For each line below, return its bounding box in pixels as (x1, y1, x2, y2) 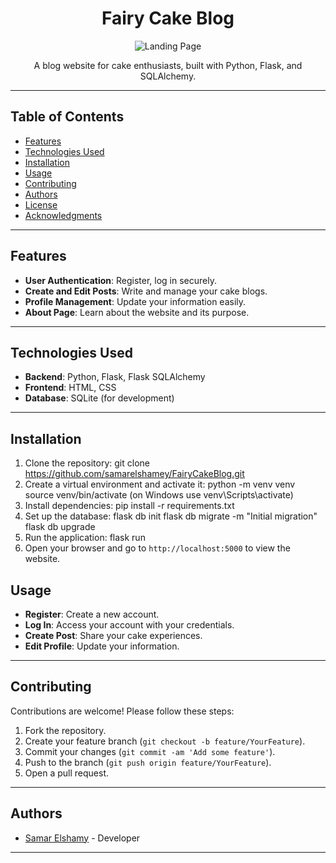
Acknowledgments (24, 209, 103, 221)
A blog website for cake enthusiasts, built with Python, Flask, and (33, 59, 303, 71)
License (24, 198, 58, 211)
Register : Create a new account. (24, 608, 160, 620)
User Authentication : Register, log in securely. (24, 274, 217, 286)
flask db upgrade (24, 521, 96, 533)
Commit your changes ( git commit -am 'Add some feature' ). (24, 745, 276, 757)
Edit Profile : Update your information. (24, 640, 180, 652)
